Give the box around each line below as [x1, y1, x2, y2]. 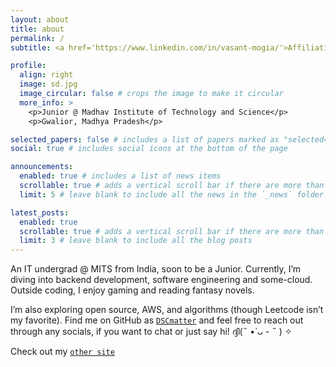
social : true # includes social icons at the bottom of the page [10, 144, 288, 154]
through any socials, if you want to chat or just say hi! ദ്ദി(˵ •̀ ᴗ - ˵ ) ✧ [10, 326, 293, 338]
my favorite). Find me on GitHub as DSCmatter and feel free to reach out [10, 314, 304, 326]
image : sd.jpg [19, 79, 78, 90]
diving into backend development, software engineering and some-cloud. [10, 274, 313, 286]
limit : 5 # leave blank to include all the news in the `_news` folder [19, 189, 325, 200]
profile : [10, 61, 47, 71]
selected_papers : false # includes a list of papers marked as [10, 134, 280, 145]
